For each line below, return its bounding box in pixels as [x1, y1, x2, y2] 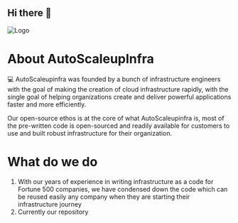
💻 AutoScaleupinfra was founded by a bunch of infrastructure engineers [7, 75, 221, 83]
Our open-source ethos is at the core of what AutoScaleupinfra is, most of [7, 114, 225, 122]
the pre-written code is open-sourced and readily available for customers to [7, 121, 230, 130]
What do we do [7, 153, 98, 170]
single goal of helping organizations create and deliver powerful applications [7, 92, 232, 101]
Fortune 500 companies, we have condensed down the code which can [17, 185, 228, 193]
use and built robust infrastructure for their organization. [7, 129, 173, 137]
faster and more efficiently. [7, 100, 87, 109]
